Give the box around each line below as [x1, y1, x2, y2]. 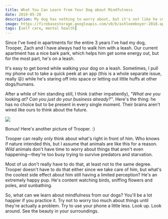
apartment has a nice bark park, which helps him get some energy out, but [5, 50, 159, 56]
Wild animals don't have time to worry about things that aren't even [5, 146, 143, 152]
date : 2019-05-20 [5, 12, 41, 17]
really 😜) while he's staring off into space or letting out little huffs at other [5, 76, 157, 82]
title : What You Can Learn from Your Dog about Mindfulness [5, 7, 133, 12]
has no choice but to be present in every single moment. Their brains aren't [5, 101, 160, 107]
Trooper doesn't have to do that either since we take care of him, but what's [5, 166, 161, 172]
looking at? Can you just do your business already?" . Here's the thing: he [5, 96, 156, 102]
